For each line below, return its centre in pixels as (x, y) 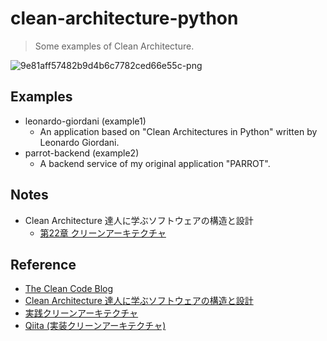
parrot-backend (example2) (82, 153)
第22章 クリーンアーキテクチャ (103, 233)
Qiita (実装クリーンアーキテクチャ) (95, 326)
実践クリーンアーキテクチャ (81, 313)
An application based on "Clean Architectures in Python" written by (178, 131)
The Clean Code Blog (69, 289)
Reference (43, 264)
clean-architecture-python (124, 18)
